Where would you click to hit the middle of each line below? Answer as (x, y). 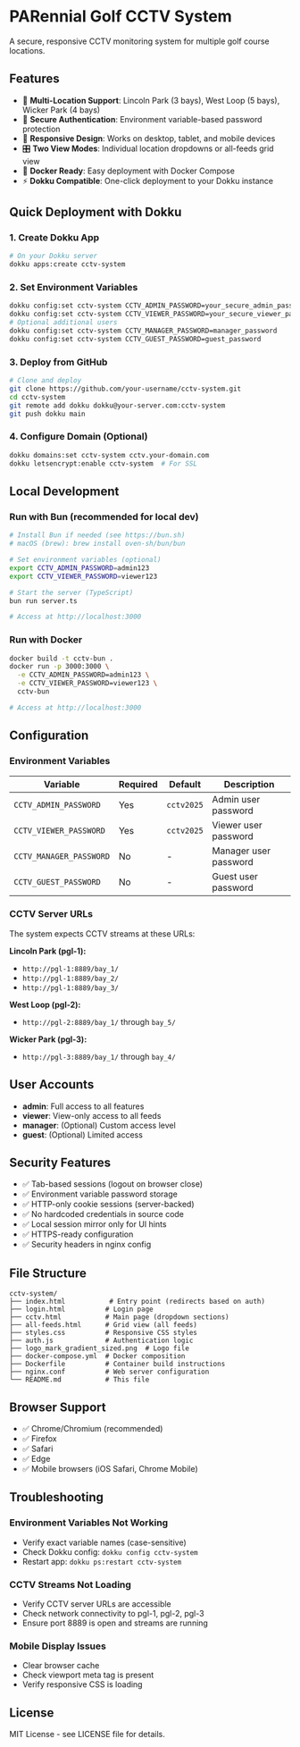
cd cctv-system (37, 397)
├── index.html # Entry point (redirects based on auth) (137, 1302)
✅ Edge (36, 1459)
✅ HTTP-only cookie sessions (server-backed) (108, 1205)
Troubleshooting (57, 1497)
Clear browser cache (61, 1666)
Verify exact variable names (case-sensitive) (104, 1542)
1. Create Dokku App (54, 238)
